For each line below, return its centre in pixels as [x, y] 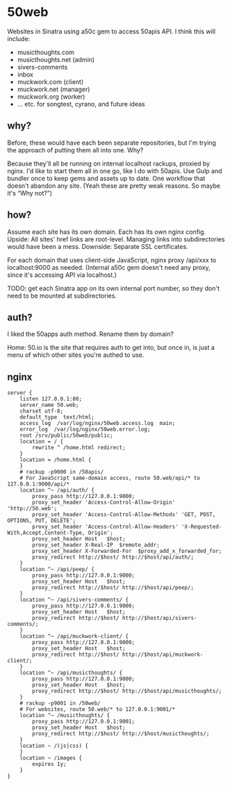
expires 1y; [50, 764]
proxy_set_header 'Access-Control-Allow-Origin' [104, 503]
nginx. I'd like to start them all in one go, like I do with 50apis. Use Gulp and [115, 170]
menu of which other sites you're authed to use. [76, 355]
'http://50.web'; [32, 508]
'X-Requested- [201, 527]
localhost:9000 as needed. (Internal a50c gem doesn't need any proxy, [109, 267]
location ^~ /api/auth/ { [57, 490]
